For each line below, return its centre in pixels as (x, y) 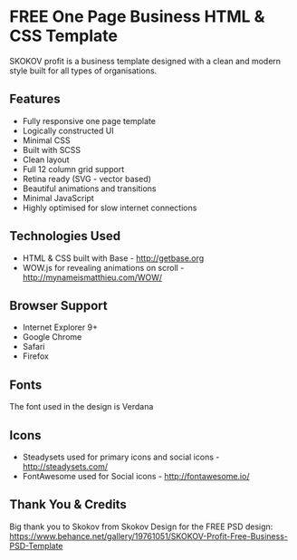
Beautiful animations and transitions (89, 188)
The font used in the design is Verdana (81, 407)
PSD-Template (36, 546)
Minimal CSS (46, 140)
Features (35, 99)
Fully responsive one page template (89, 121)
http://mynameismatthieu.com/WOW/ (92, 277)
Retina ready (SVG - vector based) (87, 179)
